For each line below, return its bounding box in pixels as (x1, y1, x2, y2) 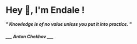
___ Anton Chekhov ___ (5, 34, 54, 40)
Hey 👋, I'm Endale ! (5, 4, 85, 16)
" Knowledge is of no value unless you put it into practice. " (5, 21, 132, 27)
